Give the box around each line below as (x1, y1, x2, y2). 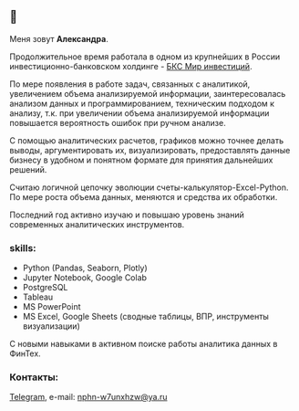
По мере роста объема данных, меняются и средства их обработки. (9, 191, 278, 202)
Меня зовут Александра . (9, 33, 109, 44)
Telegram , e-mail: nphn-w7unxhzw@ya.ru (9, 392, 168, 403)
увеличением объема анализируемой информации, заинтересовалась (9, 88, 286, 99)
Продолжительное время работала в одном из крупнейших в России (9, 51, 281, 62)
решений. (9, 163, 47, 174)
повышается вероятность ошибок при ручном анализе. (9, 117, 226, 128)
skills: (9, 241, 36, 254)
